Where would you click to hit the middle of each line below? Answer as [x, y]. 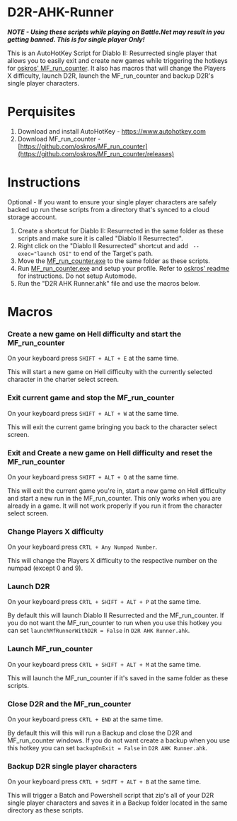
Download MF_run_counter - [59, 139]
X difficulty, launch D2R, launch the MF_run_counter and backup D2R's [111, 76]
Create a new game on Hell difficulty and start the [94, 334]
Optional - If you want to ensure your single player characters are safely [112, 202]
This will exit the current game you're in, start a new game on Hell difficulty [117, 490]
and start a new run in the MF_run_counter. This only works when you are [114, 498]
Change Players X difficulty [56, 531]
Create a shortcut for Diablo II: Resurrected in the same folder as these [121, 231]
